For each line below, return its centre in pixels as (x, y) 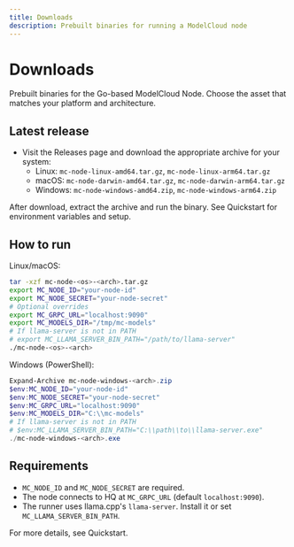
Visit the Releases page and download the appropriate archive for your (151, 152)
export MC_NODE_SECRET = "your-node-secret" (89, 298)
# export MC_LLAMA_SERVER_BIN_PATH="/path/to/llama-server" (123, 340)
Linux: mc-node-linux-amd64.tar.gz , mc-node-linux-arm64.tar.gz (153, 171)
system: (36, 162)
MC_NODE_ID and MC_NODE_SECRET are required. (103, 487)
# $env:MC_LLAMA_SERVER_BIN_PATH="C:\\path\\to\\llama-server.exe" (136, 430)
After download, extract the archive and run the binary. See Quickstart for (143, 207)
